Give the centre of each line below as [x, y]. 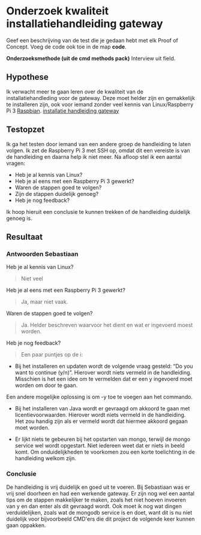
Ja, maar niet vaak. [44, 302]
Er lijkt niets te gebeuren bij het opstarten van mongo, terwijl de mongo [103, 439]
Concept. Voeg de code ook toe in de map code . [67, 47]
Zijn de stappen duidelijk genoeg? [57, 194]
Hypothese [28, 77]
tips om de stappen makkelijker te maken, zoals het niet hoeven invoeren [96, 500]
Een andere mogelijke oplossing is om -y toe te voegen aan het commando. [100, 397]
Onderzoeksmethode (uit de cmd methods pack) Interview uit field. [91, 58]
